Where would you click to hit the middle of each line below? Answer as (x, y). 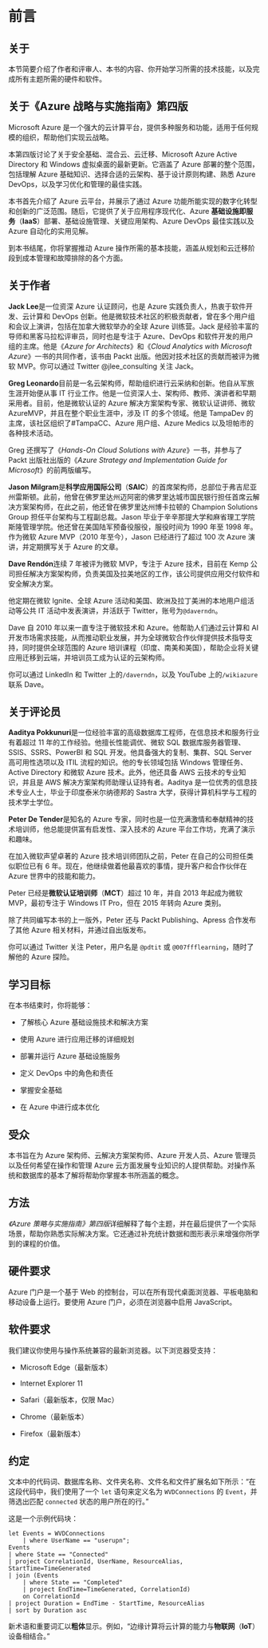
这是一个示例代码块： (43, 1519)
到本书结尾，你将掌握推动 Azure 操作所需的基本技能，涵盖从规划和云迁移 (128, 247)
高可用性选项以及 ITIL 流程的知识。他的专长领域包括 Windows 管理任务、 (128, 762)
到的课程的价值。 (36, 1243)
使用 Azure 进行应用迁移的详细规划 (77, 1039)
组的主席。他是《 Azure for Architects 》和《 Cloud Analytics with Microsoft (130, 346)
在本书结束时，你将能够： (50, 1006)
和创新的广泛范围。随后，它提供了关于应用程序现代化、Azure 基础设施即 (127, 211)
